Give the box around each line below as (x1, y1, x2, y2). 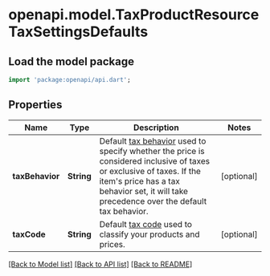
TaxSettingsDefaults (8, 22, 149, 41)
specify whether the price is (99, 145, 205, 156)
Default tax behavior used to (99, 135, 207, 146)
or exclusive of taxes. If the (99, 165, 201, 177)
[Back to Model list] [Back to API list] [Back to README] (8, 259, 193, 269)
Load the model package (8, 55, 135, 68)
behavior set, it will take (99, 185, 189, 197)
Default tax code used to (99, 218, 193, 229)
